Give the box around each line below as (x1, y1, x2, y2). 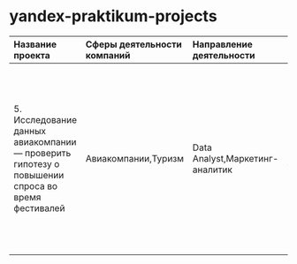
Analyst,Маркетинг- (192, 152, 279, 164)
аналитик (192, 163, 232, 176)
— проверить (13, 147, 72, 159)
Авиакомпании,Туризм (85, 152, 184, 164)
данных (13, 124, 47, 137)
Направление (192, 38, 254, 50)
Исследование (13, 113, 78, 125)
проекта (13, 49, 50, 61)
